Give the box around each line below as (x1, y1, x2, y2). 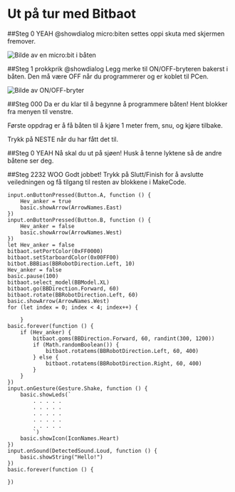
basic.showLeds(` (20, 391, 72, 398)
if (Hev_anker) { (20, 329, 72, 336)
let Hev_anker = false (7, 241, 75, 248)
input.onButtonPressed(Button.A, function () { (7, 191, 152, 198)
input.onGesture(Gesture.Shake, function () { (7, 384, 148, 392)
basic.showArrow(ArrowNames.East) (20, 204, 122, 211)
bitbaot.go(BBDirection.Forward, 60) (7, 285, 120, 292)
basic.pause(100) (7, 272, 59, 280)
